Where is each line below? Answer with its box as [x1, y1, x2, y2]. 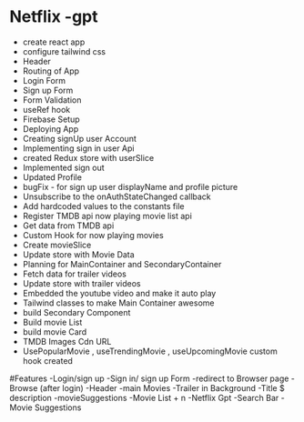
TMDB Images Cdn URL [22, 336, 112, 347]
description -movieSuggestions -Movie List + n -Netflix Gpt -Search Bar [9, 392, 279, 403]
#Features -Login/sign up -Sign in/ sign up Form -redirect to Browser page [9, 373, 289, 384]
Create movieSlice [22, 239, 92, 250]
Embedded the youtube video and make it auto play [22, 287, 217, 298]
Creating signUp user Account [22, 133, 137, 144]
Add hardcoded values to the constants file [22, 200, 185, 211]
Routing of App [22, 65, 80, 76]
